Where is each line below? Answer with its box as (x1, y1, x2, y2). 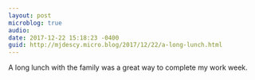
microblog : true (8, 19, 62, 27)
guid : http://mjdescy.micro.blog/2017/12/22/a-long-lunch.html (8, 41, 223, 49)
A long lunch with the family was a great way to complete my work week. (8, 63, 249, 72)
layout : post (8, 11, 52, 20)
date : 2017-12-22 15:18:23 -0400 (8, 33, 120, 42)
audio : (8, 26, 30, 34)
